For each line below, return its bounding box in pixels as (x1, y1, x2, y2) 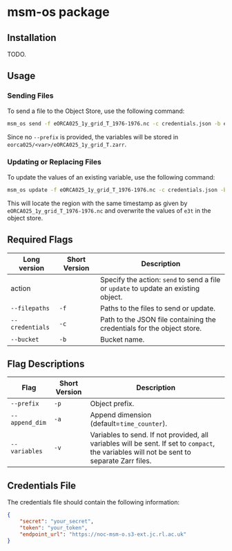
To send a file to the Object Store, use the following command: (7, 107, 185, 115)
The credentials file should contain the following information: (7, 498, 180, 507)
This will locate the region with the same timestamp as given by (7, 199, 188, 207)
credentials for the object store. (99, 323, 202, 333)
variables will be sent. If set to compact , (90, 439, 215, 448)
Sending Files (7, 91, 54, 100)
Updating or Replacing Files (7, 157, 101, 167)
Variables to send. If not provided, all (90, 430, 209, 440)
